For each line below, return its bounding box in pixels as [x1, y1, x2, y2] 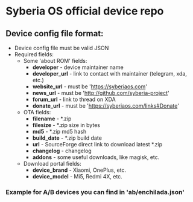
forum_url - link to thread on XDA [32, 96, 116, 103]
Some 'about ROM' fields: [23, 57, 87, 64]
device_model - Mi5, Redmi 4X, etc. [32, 173, 123, 180]
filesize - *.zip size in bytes [32, 122, 101, 128]
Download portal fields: [23, 160, 82, 167]
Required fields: [14, 51, 54, 58]
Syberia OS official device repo [5, 4, 164, 18]
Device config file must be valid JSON [14, 44, 109, 51]
